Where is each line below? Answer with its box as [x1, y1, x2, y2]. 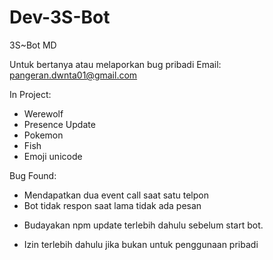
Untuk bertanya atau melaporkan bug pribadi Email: [9, 58, 222, 70]
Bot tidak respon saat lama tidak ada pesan [23, 199, 202, 211]
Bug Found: [9, 169, 57, 181]
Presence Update [23, 118, 96, 130]
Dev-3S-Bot [9, 6, 111, 29]
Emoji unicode [23, 150, 83, 162]
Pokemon [23, 129, 64, 141]
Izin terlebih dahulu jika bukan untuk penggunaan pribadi [23, 238, 259, 250]
